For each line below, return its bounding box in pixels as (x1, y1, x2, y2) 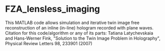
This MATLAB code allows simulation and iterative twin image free (5, 20, 140, 25)
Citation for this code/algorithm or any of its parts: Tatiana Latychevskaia (5, 30, 154, 36)
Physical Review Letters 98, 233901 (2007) (5, 40, 93, 46)
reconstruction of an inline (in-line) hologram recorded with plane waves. (5, 25, 154, 30)
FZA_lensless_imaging (5, 3, 100, 15)
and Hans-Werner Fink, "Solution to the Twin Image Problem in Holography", (5, 35, 161, 41)
